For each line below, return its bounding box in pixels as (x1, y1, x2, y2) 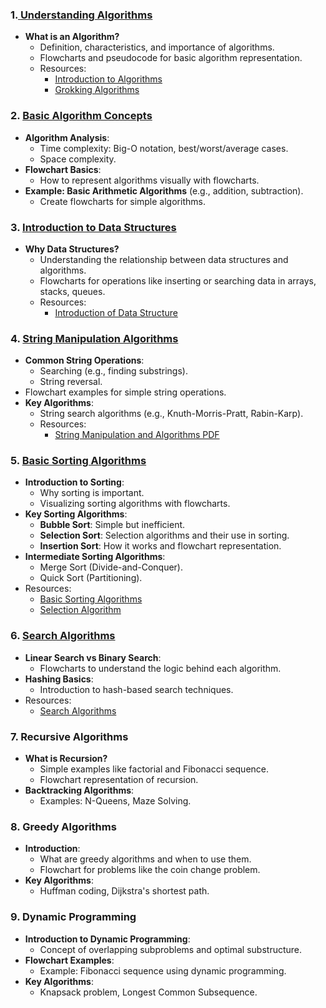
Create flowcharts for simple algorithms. (39, 195, 206, 207)
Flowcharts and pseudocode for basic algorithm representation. (39, 52, 303, 64)
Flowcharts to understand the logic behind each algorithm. (39, 662, 282, 674)
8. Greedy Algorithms (10, 820, 117, 833)
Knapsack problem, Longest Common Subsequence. (39, 986, 258, 998)
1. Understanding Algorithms (10, 8, 153, 22)
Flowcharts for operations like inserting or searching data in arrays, (39, 274, 317, 287)
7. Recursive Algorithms (10, 729, 129, 743)
